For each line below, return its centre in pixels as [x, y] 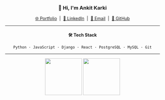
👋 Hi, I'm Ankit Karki [82, 8]
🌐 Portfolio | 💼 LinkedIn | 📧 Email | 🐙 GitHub [82, 19]
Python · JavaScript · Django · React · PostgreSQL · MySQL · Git [82, 47]
